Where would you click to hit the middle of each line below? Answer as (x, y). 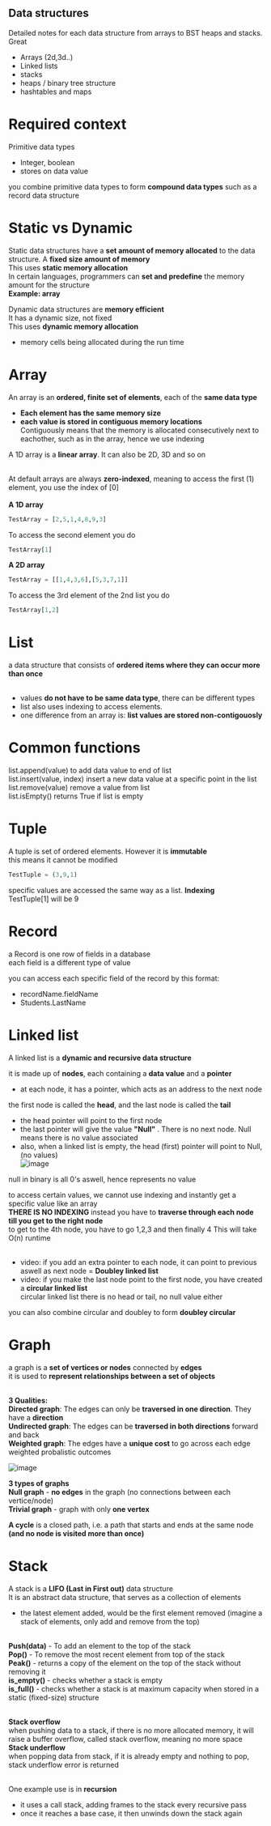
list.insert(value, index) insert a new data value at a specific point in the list (133, 779)
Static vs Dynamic (71, 228)
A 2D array (27, 565)
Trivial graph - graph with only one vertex (79, 1509)
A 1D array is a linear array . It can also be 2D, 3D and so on (107, 454)
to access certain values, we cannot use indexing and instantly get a (123, 1194)
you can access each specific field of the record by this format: (114, 978)
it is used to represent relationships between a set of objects (112, 1376)
